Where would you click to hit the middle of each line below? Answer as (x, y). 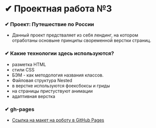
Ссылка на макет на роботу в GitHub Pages (58, 120)
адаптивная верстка (33, 96)
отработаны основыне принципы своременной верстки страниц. (81, 40)
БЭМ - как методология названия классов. (58, 75)
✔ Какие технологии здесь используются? (59, 53)
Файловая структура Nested (42, 80)
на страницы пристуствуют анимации (52, 91)
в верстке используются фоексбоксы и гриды (61, 85)
